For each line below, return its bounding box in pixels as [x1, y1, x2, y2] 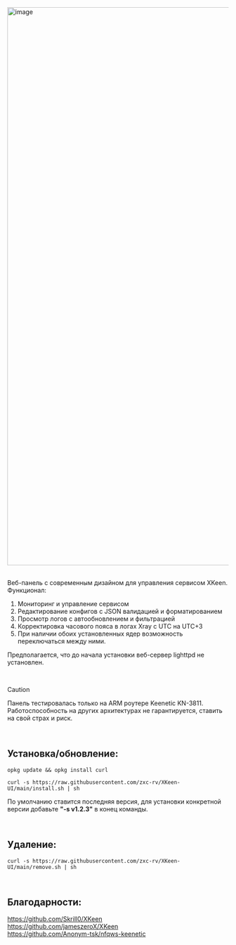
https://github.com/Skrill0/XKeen [7, 915, 103, 923]
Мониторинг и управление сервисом [17, 600, 129, 607]
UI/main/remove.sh [7, 863, 61, 870]
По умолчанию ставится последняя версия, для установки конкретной [7, 797, 221, 806]
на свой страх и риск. [7, 714, 73, 722]
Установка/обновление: [7, 748, 119, 760]
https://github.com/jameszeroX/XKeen [7, 922, 119, 931]
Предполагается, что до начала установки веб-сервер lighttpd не [7, 650, 205, 659]
